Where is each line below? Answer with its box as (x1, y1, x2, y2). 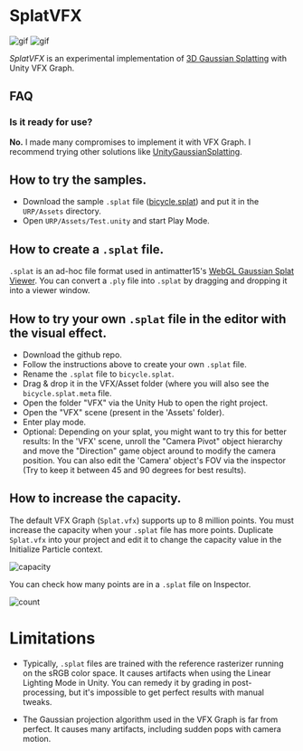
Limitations (9, 628, 96, 649)
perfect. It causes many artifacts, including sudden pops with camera (22, 723, 282, 734)
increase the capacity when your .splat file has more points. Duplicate (9, 524, 274, 535)
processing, (22, 687, 68, 698)
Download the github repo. (22, 349, 122, 360)
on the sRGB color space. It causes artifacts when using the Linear (22, 667, 271, 679)
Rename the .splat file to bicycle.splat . (22, 368, 175, 380)
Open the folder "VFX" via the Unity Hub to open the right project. (22, 397, 269, 408)
